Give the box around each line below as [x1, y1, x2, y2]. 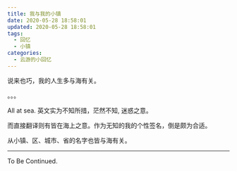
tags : [7, 30, 23, 37]
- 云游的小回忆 [13, 56, 52, 63]
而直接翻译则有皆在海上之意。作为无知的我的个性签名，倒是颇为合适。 [7, 121, 212, 129]
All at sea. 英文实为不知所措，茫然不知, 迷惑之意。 [7, 106, 153, 115]
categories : [7, 50, 42, 57]
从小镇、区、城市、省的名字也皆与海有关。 [7, 136, 131, 144]
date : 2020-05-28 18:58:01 [7, 17, 87, 24]
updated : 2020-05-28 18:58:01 [7, 23, 97, 30]
